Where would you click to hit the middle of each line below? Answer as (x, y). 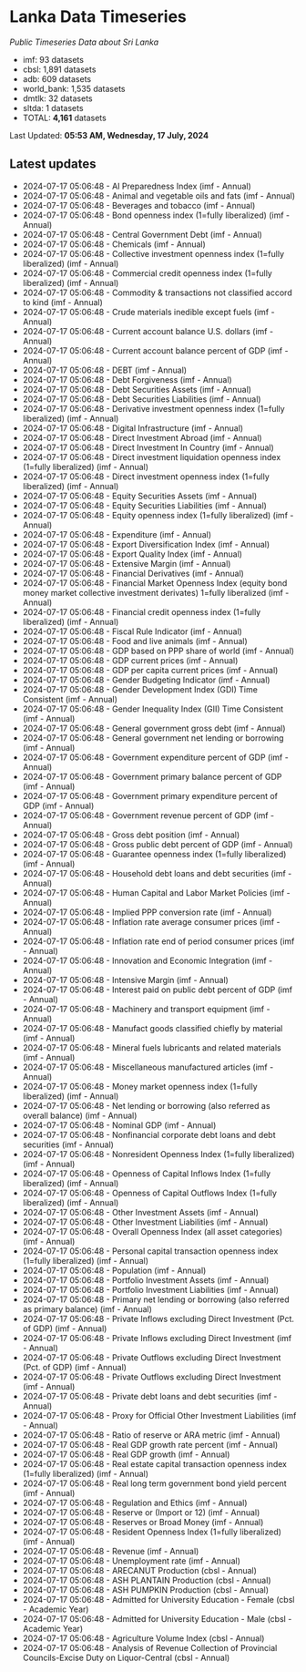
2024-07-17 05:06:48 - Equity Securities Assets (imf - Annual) (140, 496)
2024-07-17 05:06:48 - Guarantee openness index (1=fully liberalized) (154, 854)
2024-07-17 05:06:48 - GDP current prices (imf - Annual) (130, 660)
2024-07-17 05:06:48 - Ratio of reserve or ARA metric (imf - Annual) (151, 1435)
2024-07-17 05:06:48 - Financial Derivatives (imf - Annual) (133, 573)
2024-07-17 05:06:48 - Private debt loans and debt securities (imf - (150, 1396)
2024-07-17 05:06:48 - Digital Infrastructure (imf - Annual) (133, 428)
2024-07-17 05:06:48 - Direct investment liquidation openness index (152, 456)
